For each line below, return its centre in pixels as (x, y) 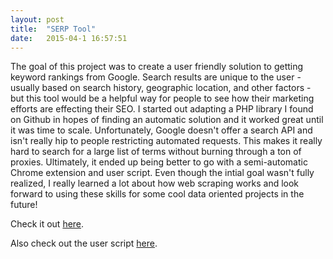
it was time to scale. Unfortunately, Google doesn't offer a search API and (161, 130)
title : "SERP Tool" (53, 29)
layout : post (37, 19)
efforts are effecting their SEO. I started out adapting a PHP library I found (162, 109)
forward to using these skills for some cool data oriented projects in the (157, 194)
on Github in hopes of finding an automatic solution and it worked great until (167, 120)
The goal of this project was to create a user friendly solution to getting (157, 67)
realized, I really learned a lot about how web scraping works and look (155, 183)
